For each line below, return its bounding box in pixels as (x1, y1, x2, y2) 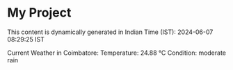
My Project (7, 5, 72, 21)
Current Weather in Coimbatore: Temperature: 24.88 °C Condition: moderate (7, 49, 227, 57)
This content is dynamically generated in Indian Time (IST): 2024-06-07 (7, 28, 214, 36)
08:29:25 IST (7, 35, 45, 43)
